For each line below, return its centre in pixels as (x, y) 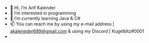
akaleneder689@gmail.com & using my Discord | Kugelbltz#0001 (77, 31)
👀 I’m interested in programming (43, 13)
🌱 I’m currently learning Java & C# (45, 18)
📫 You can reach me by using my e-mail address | (62, 24)
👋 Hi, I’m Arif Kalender (33, 8)
